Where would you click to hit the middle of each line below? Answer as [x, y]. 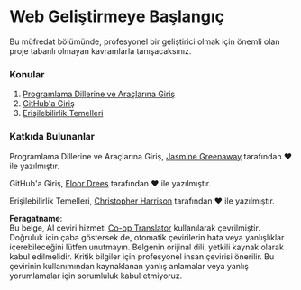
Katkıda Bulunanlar [52, 137]
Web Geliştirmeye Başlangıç [117, 17]
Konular [27, 74]
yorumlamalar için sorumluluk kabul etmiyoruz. [96, 276]
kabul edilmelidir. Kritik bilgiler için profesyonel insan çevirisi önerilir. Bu [142, 256]
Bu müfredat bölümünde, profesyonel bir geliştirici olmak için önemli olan [145, 41]
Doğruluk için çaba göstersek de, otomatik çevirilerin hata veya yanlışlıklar [147, 237]
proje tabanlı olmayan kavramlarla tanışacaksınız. [100, 50]
